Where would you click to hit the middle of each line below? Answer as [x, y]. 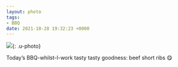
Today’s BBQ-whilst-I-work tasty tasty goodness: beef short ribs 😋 [89, 58]
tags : [13, 17]
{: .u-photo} [27, 46]
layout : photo [24, 12]
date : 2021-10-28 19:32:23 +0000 [48, 28]
